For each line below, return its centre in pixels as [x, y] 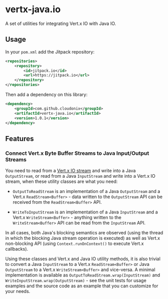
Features [20, 139]
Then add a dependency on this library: [46, 94]
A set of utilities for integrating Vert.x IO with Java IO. [61, 23]
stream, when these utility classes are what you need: [61, 181]
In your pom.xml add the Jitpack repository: [50, 51]
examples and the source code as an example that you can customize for [82, 286]
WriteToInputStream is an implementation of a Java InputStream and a [85, 212]
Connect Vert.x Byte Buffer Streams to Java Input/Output [77, 153]
